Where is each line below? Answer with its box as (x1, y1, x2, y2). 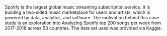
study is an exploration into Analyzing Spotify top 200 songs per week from (5, 20, 161, 26)
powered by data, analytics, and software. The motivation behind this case (5, 15, 159, 20)
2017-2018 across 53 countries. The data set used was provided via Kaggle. (5, 25, 162, 31)
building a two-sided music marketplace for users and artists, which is (5, 9, 150, 15)
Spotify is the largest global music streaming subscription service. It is (5, 4, 150, 10)
